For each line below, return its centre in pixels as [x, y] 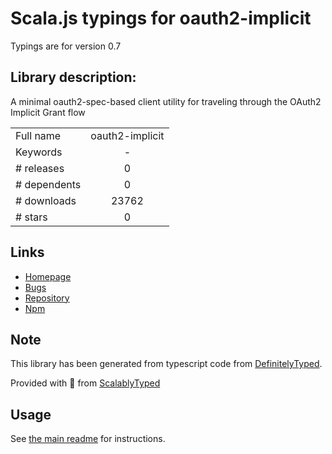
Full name [38, 135]
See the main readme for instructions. [88, 439]
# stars [31, 217]
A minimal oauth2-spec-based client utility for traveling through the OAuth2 [166, 101]
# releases [40, 168]
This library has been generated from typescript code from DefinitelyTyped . [166, 364]
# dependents [48, 184]
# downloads [46, 200]
